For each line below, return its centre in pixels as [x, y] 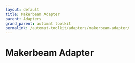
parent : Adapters [24, 19]
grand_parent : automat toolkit [38, 24]
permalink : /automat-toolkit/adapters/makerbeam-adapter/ [67, 28]
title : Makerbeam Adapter [32, 14]
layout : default [22, 10]
